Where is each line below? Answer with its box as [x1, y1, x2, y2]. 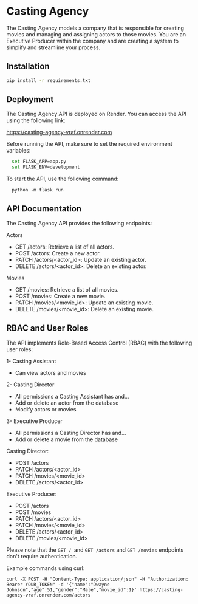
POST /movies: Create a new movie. [15, 293, 106, 300]
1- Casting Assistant [6, 357, 56, 365]
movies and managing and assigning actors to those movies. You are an [6, 30, 186, 38]
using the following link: [6, 117, 66, 124]
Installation [6, 61, 50, 72]
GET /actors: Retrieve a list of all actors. [15, 243, 114, 250]
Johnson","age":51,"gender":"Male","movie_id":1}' [6, 586, 137, 593]
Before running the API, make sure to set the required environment [6, 140, 173, 148]
